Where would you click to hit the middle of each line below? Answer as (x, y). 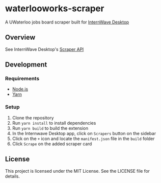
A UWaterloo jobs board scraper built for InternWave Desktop (67, 22)
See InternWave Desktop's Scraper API (44, 49)
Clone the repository (33, 117)
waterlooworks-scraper (55, 9)
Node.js (20, 89)
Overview (20, 37)
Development (26, 65)
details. (13, 176)
